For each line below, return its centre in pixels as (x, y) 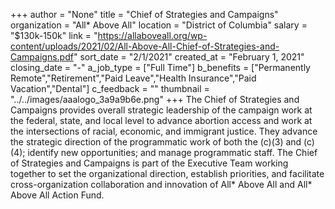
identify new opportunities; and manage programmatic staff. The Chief (172, 152)
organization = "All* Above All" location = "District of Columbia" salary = (159, 25)
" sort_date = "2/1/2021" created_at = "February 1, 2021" (189, 57)
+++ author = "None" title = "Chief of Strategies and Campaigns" (144, 14)
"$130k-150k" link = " (54, 35)
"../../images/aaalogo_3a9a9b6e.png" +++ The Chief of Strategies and (155, 99)
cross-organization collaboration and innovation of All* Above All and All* (161, 184)
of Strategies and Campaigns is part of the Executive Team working (149, 163)
